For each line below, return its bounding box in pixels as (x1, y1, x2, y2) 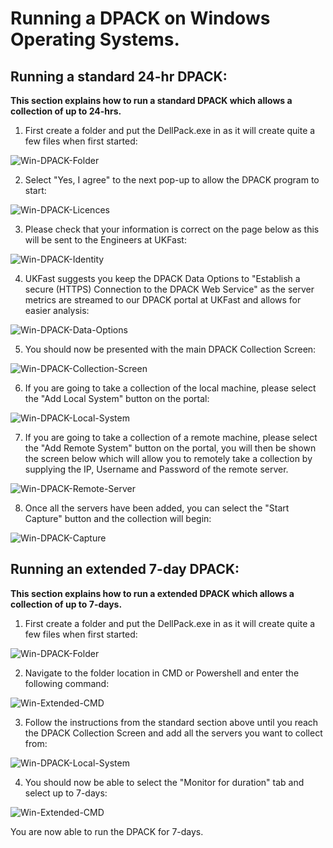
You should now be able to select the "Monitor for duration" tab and (24, 776, 305, 788)
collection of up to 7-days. (10, 598, 123, 610)
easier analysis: (24, 305, 90, 316)
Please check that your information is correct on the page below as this (24, 223, 320, 235)
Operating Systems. (10, 28, 180, 51)
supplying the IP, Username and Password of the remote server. (24, 463, 289, 475)
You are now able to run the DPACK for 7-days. (10, 825, 204, 837)
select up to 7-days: (24, 787, 108, 799)
